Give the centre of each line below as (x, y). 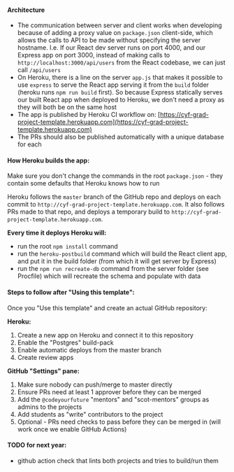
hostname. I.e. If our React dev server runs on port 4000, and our (111, 48)
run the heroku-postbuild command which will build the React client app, (122, 254)
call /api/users (39, 70)
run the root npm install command (68, 247)
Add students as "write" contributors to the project (90, 414)
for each (29, 144)
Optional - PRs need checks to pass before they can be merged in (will (119, 422)
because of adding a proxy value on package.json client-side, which (115, 33)
